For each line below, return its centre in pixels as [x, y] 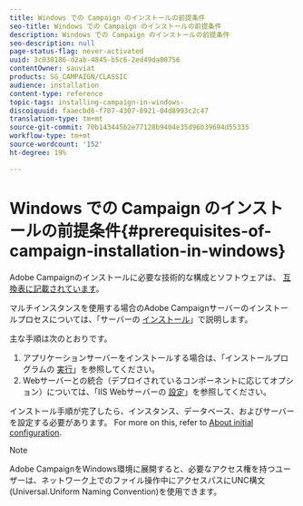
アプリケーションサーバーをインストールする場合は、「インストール [147, 357]
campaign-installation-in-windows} [147, 251]
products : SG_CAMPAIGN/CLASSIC [68, 77]
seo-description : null [52, 43]
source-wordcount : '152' [56, 144]
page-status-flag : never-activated [77, 52]
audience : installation [54, 85]
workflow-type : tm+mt [50, 136]
